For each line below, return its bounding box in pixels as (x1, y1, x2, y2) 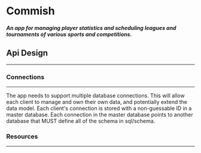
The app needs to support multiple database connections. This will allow (6, 91, 185, 99)
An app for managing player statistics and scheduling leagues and (6, 24, 176, 31)
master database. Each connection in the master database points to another (6, 111, 193, 118)
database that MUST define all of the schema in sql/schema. (6, 117, 156, 124)
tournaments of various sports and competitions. (6, 30, 132, 38)
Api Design (6, 48, 48, 58)
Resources (6, 132, 38, 140)
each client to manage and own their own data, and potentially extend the (6, 98, 187, 105)
